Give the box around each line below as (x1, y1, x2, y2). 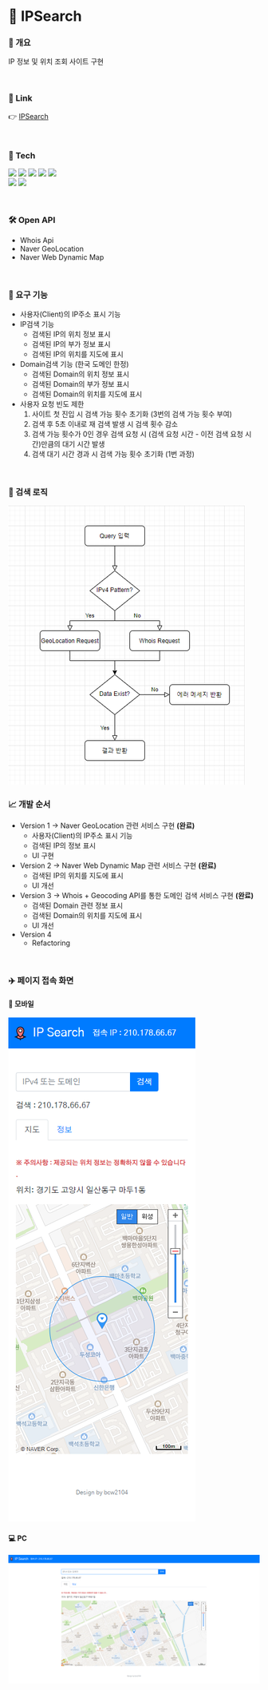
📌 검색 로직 (8, 487, 48, 498)
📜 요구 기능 (8, 289, 48, 300)
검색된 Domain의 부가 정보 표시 (31, 379, 130, 388)
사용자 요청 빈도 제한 (19, 399, 85, 408)
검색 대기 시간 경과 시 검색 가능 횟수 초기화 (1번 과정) (31, 449, 195, 459)
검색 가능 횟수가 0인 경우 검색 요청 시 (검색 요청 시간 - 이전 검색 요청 (31, 429, 243, 439)
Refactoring (31, 938, 70, 948)
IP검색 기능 (19, 319, 54, 328)
